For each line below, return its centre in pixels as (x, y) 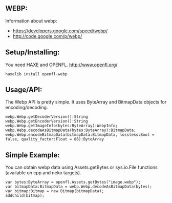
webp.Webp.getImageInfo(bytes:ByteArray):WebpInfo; (61, 126)
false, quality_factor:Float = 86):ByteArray (55, 139)
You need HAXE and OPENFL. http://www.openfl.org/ (61, 65)
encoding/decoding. (27, 108)
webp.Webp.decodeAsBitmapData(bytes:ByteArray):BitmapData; (71, 130)
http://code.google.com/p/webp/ (47, 36)
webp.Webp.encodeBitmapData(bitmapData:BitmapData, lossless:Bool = (80, 135)
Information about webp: (31, 21)
